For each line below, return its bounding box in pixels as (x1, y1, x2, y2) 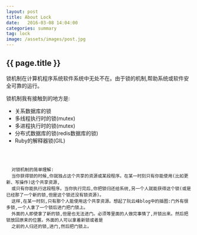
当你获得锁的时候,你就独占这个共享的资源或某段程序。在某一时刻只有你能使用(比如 (11, 173, 185, 179)
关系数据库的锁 (14, 107, 51, 115)
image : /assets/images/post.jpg (6, 36, 86, 42)
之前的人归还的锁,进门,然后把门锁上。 (11, 223, 92, 229)
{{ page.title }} (6, 58, 61, 68)
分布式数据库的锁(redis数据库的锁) (14, 129, 99, 136)
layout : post (6, 8, 38, 15)
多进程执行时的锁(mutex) (14, 122, 76, 129)
